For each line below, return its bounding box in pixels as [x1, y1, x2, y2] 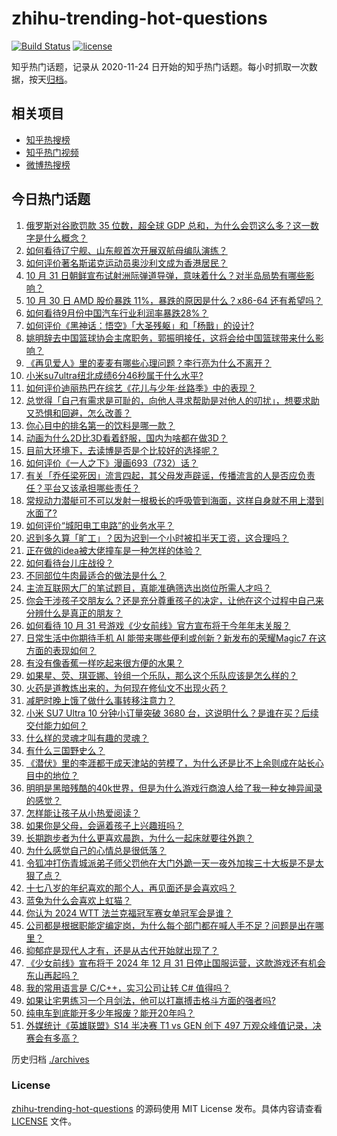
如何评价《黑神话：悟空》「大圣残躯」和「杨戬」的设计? [25, 319, 254, 331]
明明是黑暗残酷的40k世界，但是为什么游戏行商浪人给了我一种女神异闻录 [25, 782, 323, 794]
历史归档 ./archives [11, 1053, 90, 1065]
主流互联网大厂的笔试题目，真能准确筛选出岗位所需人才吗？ [25, 582, 272, 594]
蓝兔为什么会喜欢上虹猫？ [25, 894, 132, 906]
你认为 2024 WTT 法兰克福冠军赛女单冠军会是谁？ [25, 907, 234, 919]
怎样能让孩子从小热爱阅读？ [25, 807, 141, 819]
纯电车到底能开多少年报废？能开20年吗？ [25, 1007, 196, 1019]
